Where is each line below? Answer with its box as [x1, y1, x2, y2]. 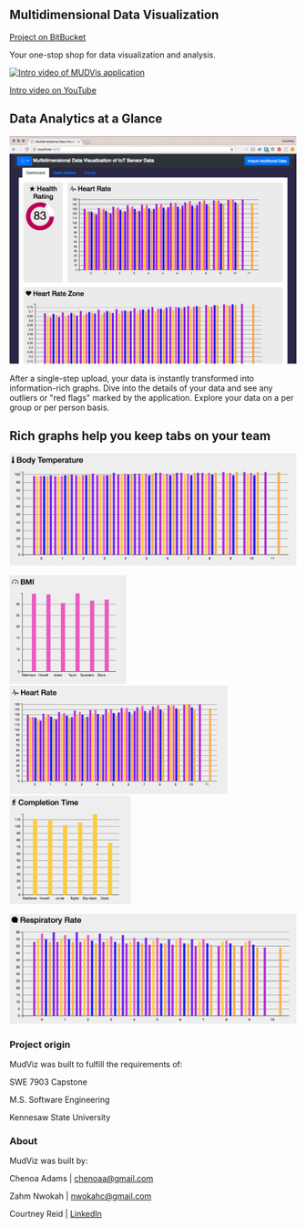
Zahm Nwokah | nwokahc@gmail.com [9, 1191, 152, 1202]
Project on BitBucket [9, 31, 87, 42]
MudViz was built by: [9, 1155, 88, 1167]
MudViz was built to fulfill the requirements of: [9, 1059, 183, 1070]
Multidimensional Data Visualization [9, 7, 219, 23]
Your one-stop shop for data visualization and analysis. [9, 49, 217, 60]
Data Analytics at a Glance [9, 111, 163, 127]
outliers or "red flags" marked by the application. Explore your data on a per [9, 392, 294, 403]
